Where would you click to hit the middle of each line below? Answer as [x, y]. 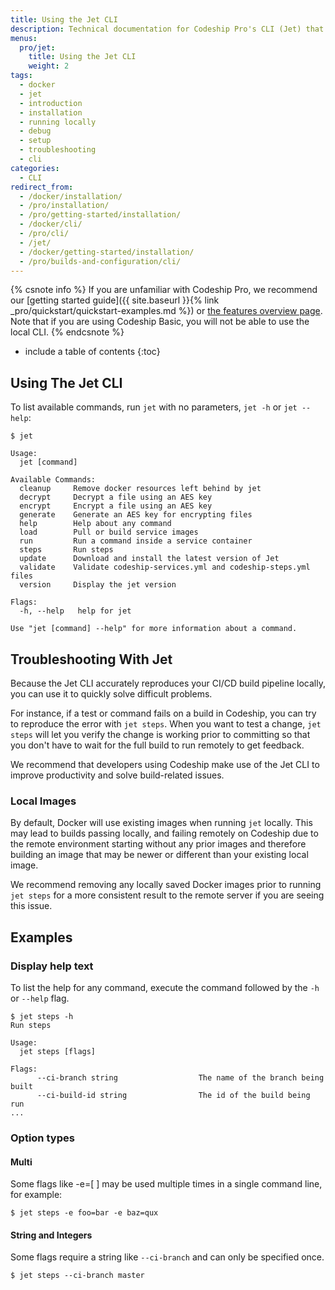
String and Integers [51, 1235]
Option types [42, 1138]
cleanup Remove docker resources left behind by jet [140, 489]
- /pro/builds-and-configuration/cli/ [100, 261]
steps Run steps [66, 550]
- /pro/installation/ [64, 206]
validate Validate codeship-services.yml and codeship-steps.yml [165, 567]
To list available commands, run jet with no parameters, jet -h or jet [154, 407]
